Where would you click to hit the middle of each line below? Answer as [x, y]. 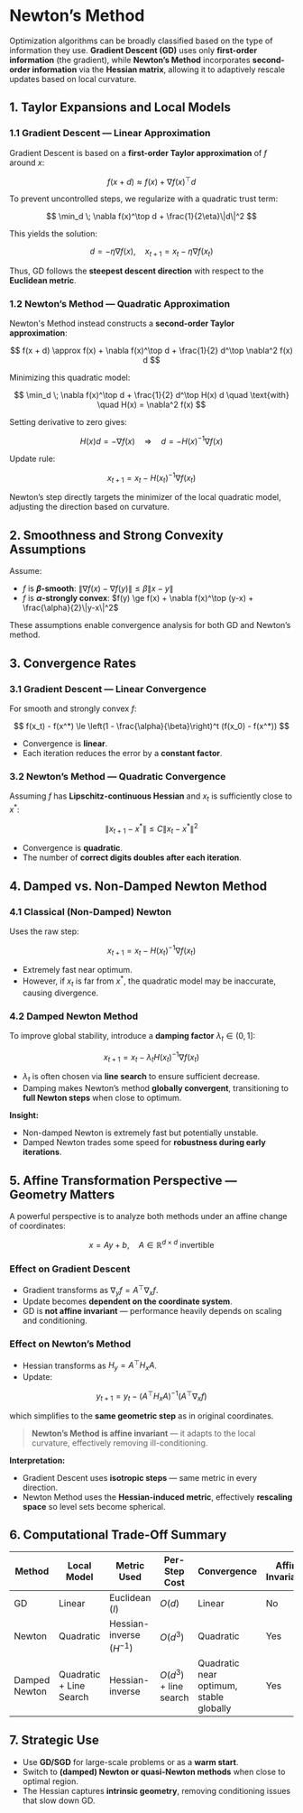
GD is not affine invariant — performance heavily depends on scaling [152, 1311]
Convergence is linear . [65, 743]
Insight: [24, 1115]
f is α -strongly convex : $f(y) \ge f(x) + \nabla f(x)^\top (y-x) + [138, 598]
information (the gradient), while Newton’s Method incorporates [130, 60]
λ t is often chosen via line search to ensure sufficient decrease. [141, 1078]
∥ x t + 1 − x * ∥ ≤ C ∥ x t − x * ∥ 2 [151, 828]
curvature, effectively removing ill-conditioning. [119, 1443]
